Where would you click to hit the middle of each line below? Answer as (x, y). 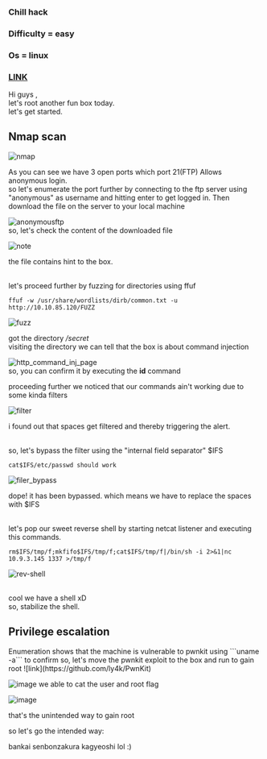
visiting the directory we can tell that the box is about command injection (129, 346)
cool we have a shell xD (47, 598)
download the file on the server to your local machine (97, 206)
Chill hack (28, 12)
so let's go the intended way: (56, 731)
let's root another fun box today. (62, 103)
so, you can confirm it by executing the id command (94, 371)
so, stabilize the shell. (44, 606)
